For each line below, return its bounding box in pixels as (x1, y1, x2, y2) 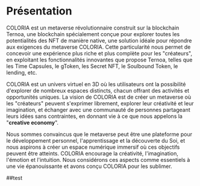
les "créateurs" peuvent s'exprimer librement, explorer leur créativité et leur (6, 99, 194, 107)
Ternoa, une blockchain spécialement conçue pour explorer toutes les (6, 30, 180, 37)
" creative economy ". (6, 119, 59, 126)
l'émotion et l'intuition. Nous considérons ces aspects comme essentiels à (6, 156, 190, 163)
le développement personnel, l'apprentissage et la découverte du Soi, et (6, 137, 186, 144)
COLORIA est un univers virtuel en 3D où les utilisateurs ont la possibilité (6, 80, 186, 88)
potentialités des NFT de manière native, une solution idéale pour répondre (6, 37, 192, 44)
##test (6, 174, 23, 181)
